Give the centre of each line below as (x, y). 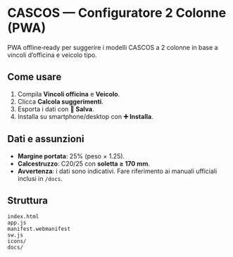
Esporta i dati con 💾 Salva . (56, 109)
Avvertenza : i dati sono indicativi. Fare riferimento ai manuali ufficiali (117, 171)
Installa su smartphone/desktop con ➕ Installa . (85, 116)
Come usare (34, 77)
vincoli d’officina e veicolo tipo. (52, 55)
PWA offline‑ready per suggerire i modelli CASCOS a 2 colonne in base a (113, 47)
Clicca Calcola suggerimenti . (61, 101)
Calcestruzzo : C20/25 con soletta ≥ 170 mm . (83, 163)
